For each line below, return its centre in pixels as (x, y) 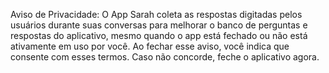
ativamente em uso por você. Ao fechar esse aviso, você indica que (150, 46)
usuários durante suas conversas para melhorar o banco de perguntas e (159, 25)
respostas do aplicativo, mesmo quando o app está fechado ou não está (159, 35)
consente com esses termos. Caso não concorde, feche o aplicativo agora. (165, 57)
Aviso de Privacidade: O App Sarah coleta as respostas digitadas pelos (156, 14)
